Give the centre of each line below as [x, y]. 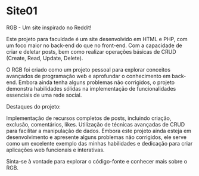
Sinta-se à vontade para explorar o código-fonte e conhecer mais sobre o [97, 161]
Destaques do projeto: [33, 106]
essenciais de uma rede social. [44, 95]
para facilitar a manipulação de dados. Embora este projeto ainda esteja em [99, 131]
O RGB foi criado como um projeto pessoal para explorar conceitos [88, 69]
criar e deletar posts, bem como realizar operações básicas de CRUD [91, 51]
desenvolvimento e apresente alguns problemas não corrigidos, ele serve [96, 137]
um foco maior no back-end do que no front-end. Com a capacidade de [94, 45]
